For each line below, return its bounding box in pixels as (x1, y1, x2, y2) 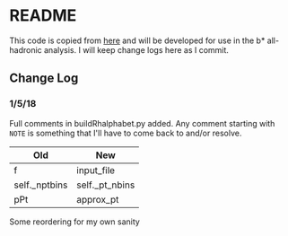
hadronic (9, 44, 42, 55)
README (9, 5, 77, 26)
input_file (75, 163, 115, 176)
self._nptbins (13, 179, 68, 191)
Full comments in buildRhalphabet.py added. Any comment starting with (9, 118, 275, 128)
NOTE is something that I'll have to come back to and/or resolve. (9, 127, 242, 138)
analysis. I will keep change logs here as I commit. (43, 44, 229, 55)
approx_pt (75, 193, 119, 205)
